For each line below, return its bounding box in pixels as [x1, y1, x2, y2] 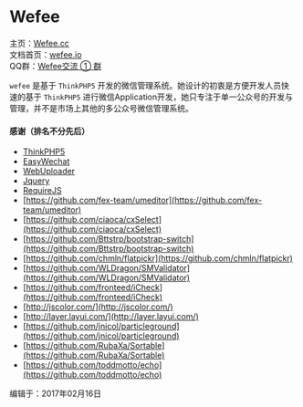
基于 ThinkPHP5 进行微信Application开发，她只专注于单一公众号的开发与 [25, 91, 294, 102]
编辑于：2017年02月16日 [9, 388, 102, 399]
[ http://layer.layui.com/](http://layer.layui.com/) [22, 311, 199, 322]
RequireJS [22, 185, 62, 196]
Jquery [22, 175, 50, 186]
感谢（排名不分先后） [9, 125, 89, 136]
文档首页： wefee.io [9, 48, 82, 60]
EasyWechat [22, 156, 70, 167]
